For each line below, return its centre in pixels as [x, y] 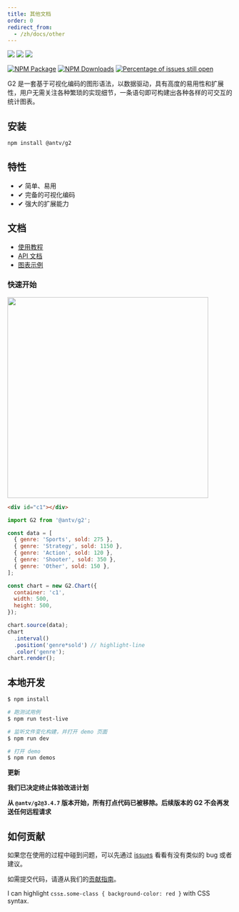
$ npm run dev [29, 738]
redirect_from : [30, 27]
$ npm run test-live [38, 718]
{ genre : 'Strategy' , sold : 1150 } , [68, 546]
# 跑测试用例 [24, 712]
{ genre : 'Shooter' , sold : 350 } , [65, 560]
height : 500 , [33, 606]
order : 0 [20, 21]
